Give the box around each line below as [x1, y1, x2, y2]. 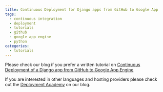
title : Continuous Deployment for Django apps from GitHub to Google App [5, 7, 159, 12]
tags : [5, 12, 16, 17]
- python [9, 39, 27, 44]
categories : [5, 44, 29, 48]
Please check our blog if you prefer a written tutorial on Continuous [5, 62, 141, 68]
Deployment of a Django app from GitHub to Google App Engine [5, 67, 134, 72]
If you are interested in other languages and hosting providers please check [5, 76, 158, 82]
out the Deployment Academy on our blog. [5, 81, 91, 87]
